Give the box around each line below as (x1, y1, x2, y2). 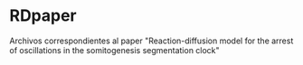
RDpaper (9, 5, 77, 26)
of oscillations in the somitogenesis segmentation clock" (9, 44, 220, 55)
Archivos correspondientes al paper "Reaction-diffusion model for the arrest (9, 35, 294, 46)
